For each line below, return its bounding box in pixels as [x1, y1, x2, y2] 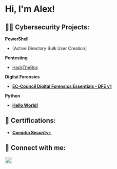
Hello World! [12, 102, 38, 108]
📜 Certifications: [5, 117, 56, 125]
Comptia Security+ [12, 129, 52, 135]
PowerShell [5, 36, 29, 42]
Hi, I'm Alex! [5, 3, 55, 15]
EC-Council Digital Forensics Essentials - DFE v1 [12, 83, 112, 89]
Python [5, 93, 20, 98]
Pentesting [5, 55, 28, 61]
